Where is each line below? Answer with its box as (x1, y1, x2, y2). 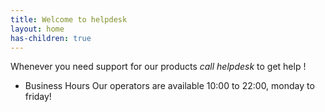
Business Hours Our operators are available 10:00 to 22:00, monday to (24, 80, 315, 92)
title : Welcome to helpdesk (10, 14, 128, 25)
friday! (24, 91, 52, 103)
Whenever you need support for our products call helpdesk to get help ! (10, 61, 307, 73)
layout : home (10, 24, 65, 34)
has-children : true (10, 33, 92, 43)
